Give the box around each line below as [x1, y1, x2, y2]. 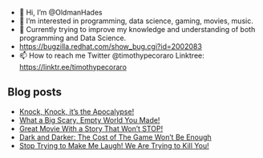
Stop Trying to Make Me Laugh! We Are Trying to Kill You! [18, 140, 209, 150]
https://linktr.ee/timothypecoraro [18, 63, 127, 71]
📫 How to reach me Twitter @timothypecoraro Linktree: [18, 51, 205, 60]
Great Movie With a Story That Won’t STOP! [18, 124, 164, 133]
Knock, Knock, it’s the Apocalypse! [18, 107, 135, 116]
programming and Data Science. [18, 33, 127, 43]
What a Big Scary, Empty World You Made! [18, 115, 160, 124]
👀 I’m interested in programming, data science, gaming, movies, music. [18, 16, 253, 26]
